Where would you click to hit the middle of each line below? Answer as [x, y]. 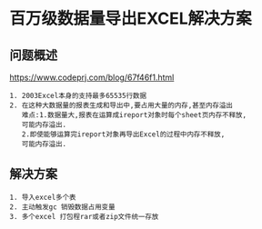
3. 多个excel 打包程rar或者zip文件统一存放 [84, 216]
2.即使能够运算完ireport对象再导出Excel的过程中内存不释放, [123, 134]
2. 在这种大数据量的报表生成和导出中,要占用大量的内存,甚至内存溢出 [121, 105]
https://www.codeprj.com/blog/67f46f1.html [92, 77]
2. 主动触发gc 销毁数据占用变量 [62, 207]
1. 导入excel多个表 [43, 197]
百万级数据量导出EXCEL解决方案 [131, 19]
